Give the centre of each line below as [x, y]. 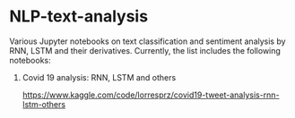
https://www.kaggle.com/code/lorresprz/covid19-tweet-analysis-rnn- [151, 95]
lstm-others [43, 104]
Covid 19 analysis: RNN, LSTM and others [99, 77]
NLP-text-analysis [79, 17]
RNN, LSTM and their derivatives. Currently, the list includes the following [145, 50]
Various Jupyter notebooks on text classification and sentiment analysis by [147, 41]
